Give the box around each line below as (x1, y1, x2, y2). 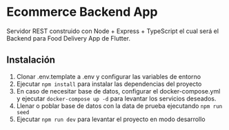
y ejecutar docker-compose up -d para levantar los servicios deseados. (16, 94, 217, 102)
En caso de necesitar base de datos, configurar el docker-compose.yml (16, 87, 221, 95)
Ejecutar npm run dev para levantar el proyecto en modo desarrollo (16, 115, 206, 123)
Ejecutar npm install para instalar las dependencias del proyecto (16, 80, 202, 88)
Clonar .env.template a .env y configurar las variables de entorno (16, 72, 201, 80)
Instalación (6, 54, 56, 66)
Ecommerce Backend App (6, 4, 158, 20)
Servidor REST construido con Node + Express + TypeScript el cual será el (6, 27, 219, 35)
